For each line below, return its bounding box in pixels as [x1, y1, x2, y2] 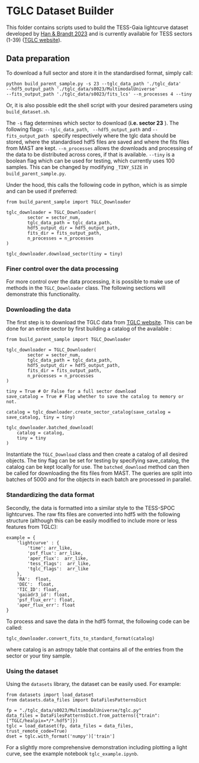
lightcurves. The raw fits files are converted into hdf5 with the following [6, 510, 181, 518]
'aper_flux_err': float [17, 602, 76, 608]
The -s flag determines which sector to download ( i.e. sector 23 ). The [6, 119, 179, 126]
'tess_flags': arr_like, [27, 560, 92, 567]
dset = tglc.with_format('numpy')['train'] [6, 733, 115, 739]
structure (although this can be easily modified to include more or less [6, 517, 178, 524]
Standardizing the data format [6, 491, 95, 499]
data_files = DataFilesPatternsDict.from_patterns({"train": [6, 713, 161, 719]
